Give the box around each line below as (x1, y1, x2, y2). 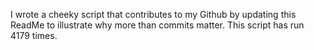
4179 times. (10, 30, 58, 41)
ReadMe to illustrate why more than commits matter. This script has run (10, 19, 305, 31)
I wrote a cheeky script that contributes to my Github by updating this (10, 9, 297, 20)
